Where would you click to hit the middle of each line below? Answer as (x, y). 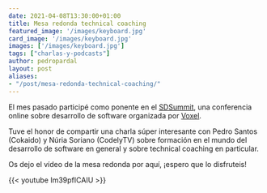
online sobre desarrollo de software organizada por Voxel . (105, 115)
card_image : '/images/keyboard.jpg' (70, 39)
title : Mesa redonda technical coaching (78, 24)
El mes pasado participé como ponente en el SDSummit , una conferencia (130, 107)
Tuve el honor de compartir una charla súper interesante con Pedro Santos (133, 131)
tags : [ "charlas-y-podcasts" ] (59, 54)
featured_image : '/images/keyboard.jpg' (78, 31)
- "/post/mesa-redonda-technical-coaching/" (85, 84)
